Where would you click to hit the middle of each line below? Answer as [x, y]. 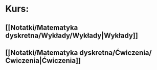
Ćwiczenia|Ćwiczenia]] [43, 61]
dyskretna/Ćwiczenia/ [115, 52]
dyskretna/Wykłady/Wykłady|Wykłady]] [72, 35]
